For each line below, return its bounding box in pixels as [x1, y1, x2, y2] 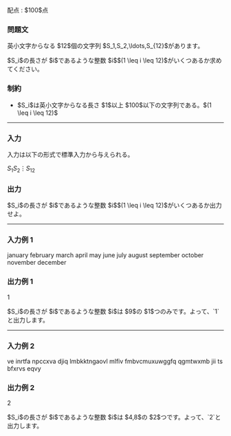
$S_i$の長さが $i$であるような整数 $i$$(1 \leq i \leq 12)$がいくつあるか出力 [7, 201, 222, 209]
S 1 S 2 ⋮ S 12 [7, 164, 36, 174]
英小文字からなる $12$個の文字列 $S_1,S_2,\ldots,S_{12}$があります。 [7, 42, 204, 50]
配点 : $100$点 [7, 6, 49, 14]
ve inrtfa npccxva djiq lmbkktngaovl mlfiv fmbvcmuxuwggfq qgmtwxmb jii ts [7, 357, 223, 365]
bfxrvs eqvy [7, 364, 41, 373]
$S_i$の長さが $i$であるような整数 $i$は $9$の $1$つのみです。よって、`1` [7, 307, 220, 315]
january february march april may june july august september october [7, 251, 204, 259]
